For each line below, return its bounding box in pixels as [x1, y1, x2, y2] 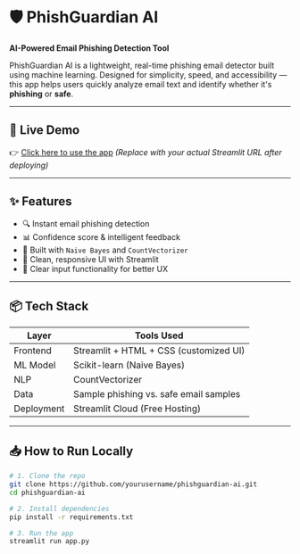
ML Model [13, 359, 56, 371]
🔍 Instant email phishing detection [21, 218, 150, 228]
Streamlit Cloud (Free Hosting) [72, 402, 202, 415]
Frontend [13, 344, 52, 357]
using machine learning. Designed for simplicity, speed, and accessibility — [9, 69, 287, 80]
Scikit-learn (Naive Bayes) [72, 359, 186, 371]
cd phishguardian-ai [9, 488, 87, 497]
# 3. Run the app [9, 528, 74, 538]
